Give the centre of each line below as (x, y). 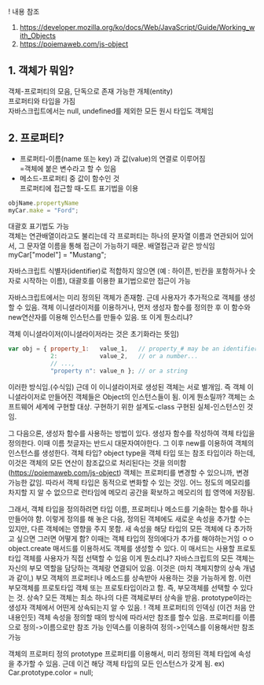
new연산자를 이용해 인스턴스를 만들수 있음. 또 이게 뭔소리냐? (101, 317)
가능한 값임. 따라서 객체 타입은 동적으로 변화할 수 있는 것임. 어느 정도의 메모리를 (130, 482)
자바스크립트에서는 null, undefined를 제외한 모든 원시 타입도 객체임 (111, 111)
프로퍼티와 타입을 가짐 (42, 101)
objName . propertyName (44, 203)
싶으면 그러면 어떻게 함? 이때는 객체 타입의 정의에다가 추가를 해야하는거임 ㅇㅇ (136, 539)
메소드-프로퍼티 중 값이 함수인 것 (70, 178)
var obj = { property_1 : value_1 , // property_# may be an (114, 349)
